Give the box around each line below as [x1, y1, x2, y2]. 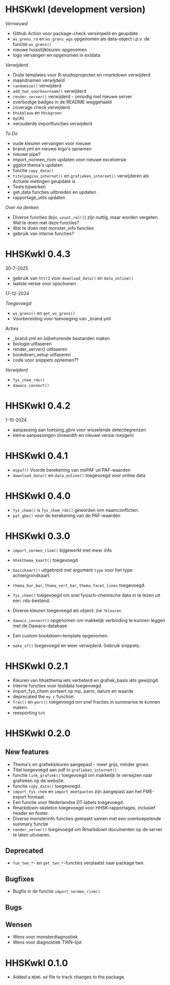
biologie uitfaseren [12, 341, 52, 347]
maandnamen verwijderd [12, 77, 65, 83]
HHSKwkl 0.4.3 [5, 248, 71, 260]
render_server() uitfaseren [12, 346, 67, 352]
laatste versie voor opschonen [12, 280, 76, 287]
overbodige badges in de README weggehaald [12, 98, 112, 105]
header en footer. [12, 810, 49, 816]
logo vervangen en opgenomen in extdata [12, 52, 100, 58]
